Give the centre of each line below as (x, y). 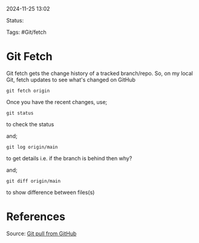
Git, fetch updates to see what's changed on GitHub (71, 79)
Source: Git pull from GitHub (41, 233)
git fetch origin (28, 91)
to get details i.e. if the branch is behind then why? (69, 158)
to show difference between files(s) (51, 192)
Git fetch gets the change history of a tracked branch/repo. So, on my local (100, 73)
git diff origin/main (34, 181)
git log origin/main (32, 147)
